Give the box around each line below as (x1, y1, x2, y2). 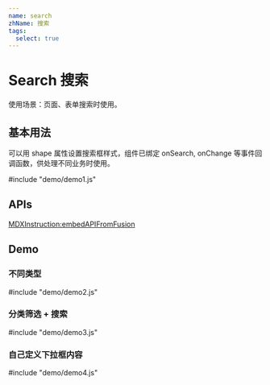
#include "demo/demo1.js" (8, 175, 97, 184)
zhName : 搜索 (8, 19, 50, 27)
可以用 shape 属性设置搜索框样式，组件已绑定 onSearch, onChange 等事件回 (8, 148, 263, 158)
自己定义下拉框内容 (8, 349, 83, 360)
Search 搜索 (8, 72, 89, 89)
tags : (8, 27, 27, 35)
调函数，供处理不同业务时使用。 (8, 159, 114, 168)
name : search (8, 11, 52, 20)
